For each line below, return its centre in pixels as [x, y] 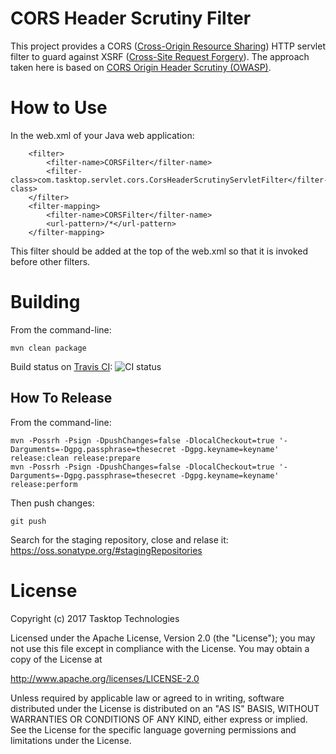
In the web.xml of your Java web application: [102, 135]
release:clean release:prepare [75, 458]
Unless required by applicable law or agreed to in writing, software [147, 698]
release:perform [44, 484]
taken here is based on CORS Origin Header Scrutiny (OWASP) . [141, 67]
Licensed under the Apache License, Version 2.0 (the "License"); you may [163, 638]
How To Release [61, 398]
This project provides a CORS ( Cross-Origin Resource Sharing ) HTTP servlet [168, 46]
